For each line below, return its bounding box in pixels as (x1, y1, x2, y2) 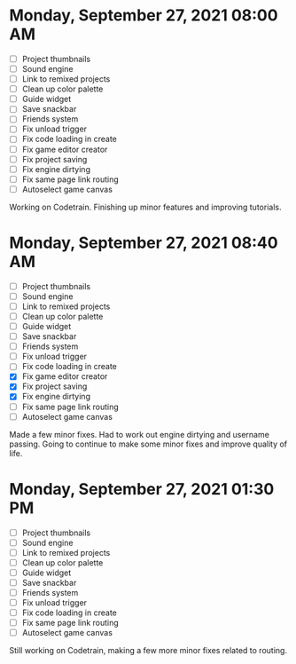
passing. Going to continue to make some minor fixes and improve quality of (9, 439, 288, 449)
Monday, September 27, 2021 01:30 (9, 478, 275, 499)
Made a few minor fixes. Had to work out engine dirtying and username (9, 429, 270, 439)
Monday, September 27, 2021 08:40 (9, 233, 278, 253)
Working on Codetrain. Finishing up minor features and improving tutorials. (9, 202, 282, 212)
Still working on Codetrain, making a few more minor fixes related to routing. (9, 645, 288, 656)
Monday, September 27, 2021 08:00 (9, 5, 278, 26)
